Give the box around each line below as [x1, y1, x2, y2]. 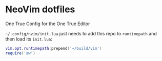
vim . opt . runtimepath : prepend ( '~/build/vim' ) [5, 46, 102, 51]
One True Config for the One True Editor [5, 21, 90, 27]
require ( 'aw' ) [5, 50, 36, 56]
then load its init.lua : [5, 36, 53, 42]
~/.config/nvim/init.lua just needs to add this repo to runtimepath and [5, 30, 157, 36]
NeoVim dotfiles [5, 4, 75, 15]
